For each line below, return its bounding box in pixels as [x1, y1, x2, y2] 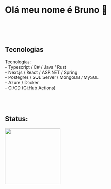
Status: [5, 115, 28, 123]
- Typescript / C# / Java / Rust [5, 64, 66, 70]
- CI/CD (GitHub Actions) [5, 85, 55, 91]
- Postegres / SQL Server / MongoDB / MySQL [5, 74, 99, 80]
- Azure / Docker [5, 79, 39, 85]
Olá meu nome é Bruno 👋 [5, 4, 108, 16]
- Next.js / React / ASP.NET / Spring [5, 69, 78, 75]
